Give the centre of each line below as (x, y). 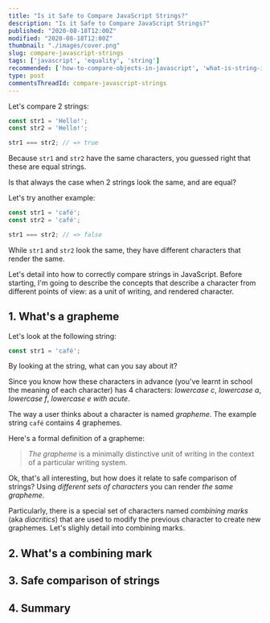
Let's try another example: (52, 198)
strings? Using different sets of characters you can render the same (121, 487)
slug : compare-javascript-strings (66, 53)
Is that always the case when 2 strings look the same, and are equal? (123, 183)
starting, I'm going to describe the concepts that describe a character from (132, 283)
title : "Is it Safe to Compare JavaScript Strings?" (98, 16)
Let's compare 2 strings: (49, 106)
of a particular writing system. (78, 463)
